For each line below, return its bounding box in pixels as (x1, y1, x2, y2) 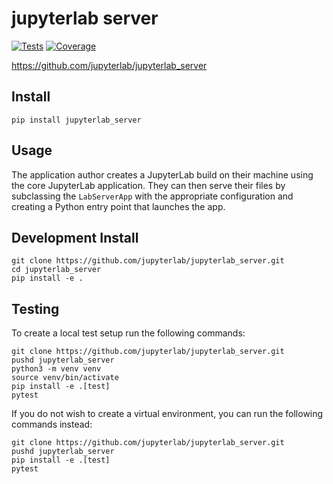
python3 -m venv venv (11, 364, 102, 374)
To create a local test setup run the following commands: (11, 327, 246, 339)
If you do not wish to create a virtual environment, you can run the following (11, 408, 324, 420)
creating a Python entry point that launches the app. (11, 200, 226, 212)
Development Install (11, 229, 139, 246)
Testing (11, 300, 60, 317)
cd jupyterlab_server (11, 265, 102, 275)
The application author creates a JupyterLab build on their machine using (11, 168, 314, 181)
